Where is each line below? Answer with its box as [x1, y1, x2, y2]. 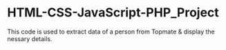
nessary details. [7, 34, 53, 42]
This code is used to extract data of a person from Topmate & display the [7, 27, 216, 36]
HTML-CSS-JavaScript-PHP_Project [7, 5, 219, 21]
